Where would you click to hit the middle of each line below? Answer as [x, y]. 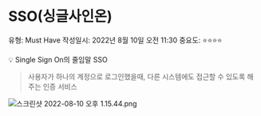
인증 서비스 [60, 86]
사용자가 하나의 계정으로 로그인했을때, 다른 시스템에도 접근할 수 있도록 [136, 76]
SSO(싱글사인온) [61, 16]
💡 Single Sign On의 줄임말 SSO [58, 59]
